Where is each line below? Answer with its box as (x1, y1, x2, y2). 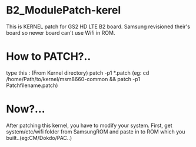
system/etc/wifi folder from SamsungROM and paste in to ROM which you (6, 128, 185, 135)
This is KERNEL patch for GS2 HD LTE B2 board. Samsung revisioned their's (6, 23, 190, 30)
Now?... (6, 102, 45, 116)
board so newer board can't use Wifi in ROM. (6, 29, 115, 36)
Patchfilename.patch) (6, 82, 58, 89)
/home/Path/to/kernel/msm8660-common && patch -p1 (6, 75, 140, 82)
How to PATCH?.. (6, 50, 91, 64)
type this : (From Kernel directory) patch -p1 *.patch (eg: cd (6, 69, 150, 76)
